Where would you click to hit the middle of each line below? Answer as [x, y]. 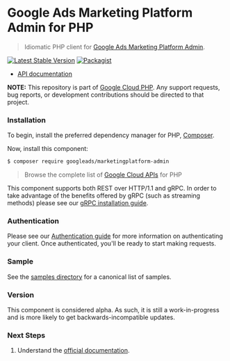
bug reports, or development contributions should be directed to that [106, 95]
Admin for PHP [50, 27]
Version [21, 295]
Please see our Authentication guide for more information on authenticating [115, 236]
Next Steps [26, 335]
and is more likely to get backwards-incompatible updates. [91, 317]
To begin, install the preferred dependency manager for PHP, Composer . [111, 135]
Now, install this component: [48, 149]
